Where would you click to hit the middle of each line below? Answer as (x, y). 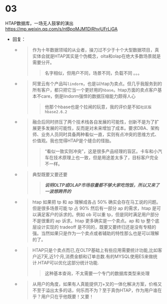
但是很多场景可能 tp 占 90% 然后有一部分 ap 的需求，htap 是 (94, 208)
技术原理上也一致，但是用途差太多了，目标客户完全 (106, 157)
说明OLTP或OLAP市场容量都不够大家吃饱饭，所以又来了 (102, 185)
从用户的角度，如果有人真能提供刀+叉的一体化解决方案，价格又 (97, 284)
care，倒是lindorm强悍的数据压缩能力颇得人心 (88, 96)
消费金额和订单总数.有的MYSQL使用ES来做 (109, 256)
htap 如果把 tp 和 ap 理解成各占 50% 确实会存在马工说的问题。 (96, 202)
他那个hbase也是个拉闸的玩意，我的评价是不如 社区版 (98, 107)
